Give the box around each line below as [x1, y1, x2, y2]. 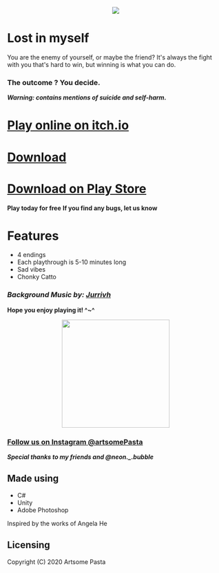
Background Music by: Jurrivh [7, 290, 112, 300]
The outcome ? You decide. [7, 77, 101, 87]
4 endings [17, 251, 46, 259]
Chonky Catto [17, 273, 56, 281]
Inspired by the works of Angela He [7, 519, 108, 527]
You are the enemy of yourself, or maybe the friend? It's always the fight [7, 53, 212, 62]
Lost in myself [7, 30, 90, 46]
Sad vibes [17, 265, 46, 274]
